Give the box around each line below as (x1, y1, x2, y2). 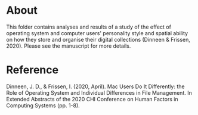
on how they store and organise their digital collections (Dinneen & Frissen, (6, 36, 191, 43)
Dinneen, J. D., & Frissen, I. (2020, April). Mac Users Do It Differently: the (6, 83, 185, 90)
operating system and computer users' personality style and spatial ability (6, 29, 188, 36)
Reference (6, 63, 58, 77)
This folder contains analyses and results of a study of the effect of (6, 23, 172, 30)
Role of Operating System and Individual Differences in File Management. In (6, 89, 192, 96)
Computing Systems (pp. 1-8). (6, 102, 81, 109)
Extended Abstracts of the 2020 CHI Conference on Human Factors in (6, 95, 178, 102)
